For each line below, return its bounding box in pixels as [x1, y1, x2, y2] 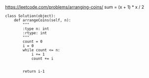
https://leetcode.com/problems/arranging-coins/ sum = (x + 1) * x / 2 [5, 4, 145, 10]
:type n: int [23, 26, 50, 31]
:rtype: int [23, 31, 48, 36]
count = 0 [23, 39, 43, 44]
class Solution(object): [5, 14, 56, 19]
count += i [31, 56, 54, 61]
